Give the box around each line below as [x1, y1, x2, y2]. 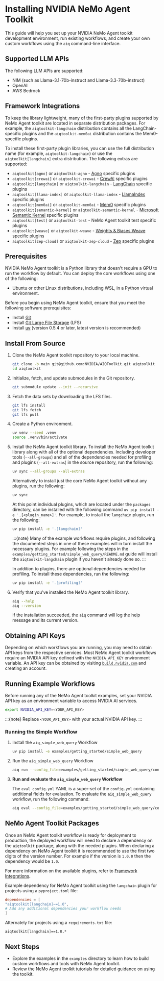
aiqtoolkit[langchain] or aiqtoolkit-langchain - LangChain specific [12, 180, 152, 187]
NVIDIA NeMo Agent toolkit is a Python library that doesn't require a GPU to [5, 265, 158, 271]
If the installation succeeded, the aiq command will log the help [12, 612, 141, 618]
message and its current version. [12, 617, 79, 623]
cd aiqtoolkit [12, 366, 41, 371]
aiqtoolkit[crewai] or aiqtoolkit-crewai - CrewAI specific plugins [12, 176, 148, 181]
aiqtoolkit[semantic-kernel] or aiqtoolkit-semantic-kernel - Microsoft [12, 207, 159, 213]
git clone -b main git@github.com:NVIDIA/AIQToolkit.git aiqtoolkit [12, 362, 155, 367]
